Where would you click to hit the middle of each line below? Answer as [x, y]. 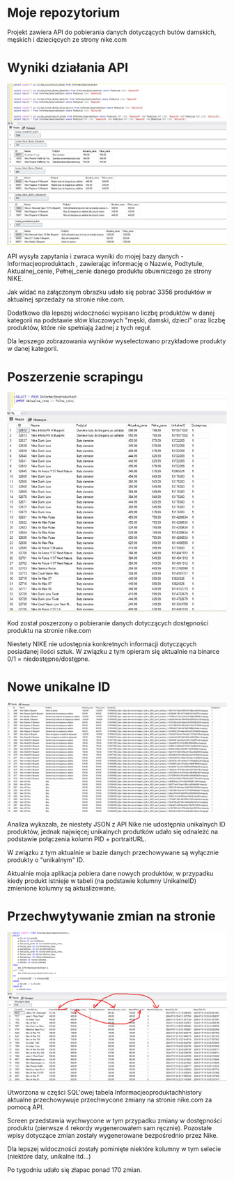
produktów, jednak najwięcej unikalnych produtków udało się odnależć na [112, 831]
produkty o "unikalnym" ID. [46, 860]
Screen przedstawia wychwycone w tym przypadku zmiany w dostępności [115, 1120]
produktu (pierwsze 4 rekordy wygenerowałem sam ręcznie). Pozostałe [110, 1128]
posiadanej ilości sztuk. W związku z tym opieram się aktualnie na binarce [114, 651]
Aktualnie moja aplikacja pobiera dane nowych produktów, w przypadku [110, 873]
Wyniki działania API [68, 68]
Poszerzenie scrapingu [76, 377]
